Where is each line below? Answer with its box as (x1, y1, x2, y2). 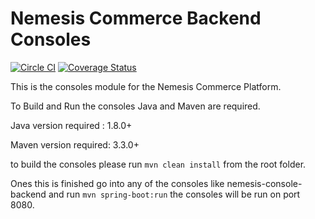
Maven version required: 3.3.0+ (10, 138, 140, 151)
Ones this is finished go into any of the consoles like (10, 177, 225, 189)
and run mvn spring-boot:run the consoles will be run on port (48, 188, 301, 200)
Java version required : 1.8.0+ (10, 119, 133, 131)
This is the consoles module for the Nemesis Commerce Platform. (10, 80, 282, 92)
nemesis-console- (226, 177, 303, 189)
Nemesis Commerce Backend (10, 7, 262, 30)
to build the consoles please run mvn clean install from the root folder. (10, 158, 307, 170)
